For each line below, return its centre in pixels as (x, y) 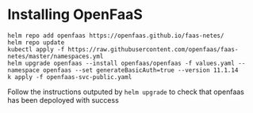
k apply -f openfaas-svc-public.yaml (70, 77)
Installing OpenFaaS (75, 15)
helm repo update (36, 42)
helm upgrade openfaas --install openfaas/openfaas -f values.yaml (121, 63)
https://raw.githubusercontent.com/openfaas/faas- (153, 49)
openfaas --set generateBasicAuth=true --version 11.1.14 (140, 70)
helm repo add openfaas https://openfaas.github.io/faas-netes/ (116, 36)
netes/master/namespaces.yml (56, 56)
